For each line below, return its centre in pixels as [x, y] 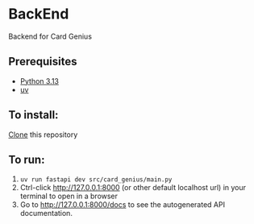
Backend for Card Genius [50, 36]
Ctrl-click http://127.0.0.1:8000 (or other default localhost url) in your [133, 188]
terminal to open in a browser [69, 196]
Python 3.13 [39, 81]
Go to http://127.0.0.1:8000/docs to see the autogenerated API [123, 205]
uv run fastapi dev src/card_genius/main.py [96, 180]
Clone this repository [43, 135]
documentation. [46, 214]
